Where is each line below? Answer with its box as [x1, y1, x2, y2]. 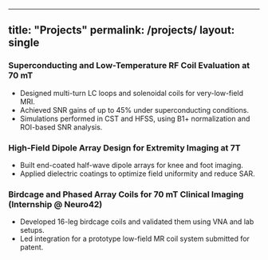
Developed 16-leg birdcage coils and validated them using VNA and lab [19, 217, 254, 226]
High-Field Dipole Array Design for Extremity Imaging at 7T [8, 142, 241, 153]
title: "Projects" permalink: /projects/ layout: [8, 23, 235, 37]
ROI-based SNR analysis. [19, 122, 103, 132]
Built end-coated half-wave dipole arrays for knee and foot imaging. [19, 160, 243, 170]
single [8, 36, 40, 50]
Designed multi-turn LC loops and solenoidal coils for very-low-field [19, 88, 244, 98]
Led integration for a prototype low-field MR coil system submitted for [19, 234, 250, 244]
